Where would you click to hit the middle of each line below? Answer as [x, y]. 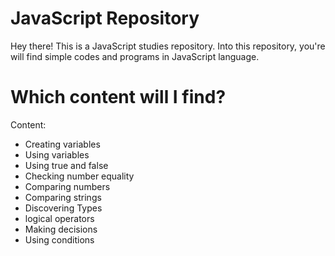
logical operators [59, 218]
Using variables [57, 154]
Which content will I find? [118, 97]
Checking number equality [79, 176]
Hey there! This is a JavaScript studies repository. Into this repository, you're [168, 46]
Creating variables [62, 144]
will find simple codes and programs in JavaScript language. [135, 56]
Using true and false [66, 165]
